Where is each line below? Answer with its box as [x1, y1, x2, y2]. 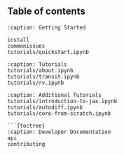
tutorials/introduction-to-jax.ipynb [7, 97, 118, 105]
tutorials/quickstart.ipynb [7, 48, 90, 55]
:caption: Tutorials [7, 60, 68, 68]
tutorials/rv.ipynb [7, 79, 64, 86]
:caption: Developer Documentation [7, 128, 111, 135]
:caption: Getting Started [7, 24, 86, 31]
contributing [7, 140, 46, 147]
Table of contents [7, 6, 85, 18]
